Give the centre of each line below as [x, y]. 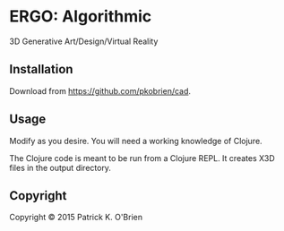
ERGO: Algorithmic [81, 17]
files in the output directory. [60, 167]
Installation [41, 69]
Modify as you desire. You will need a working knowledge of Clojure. [136, 141]
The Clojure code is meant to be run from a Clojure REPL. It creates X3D [142, 158]
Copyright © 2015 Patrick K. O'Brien [76, 218]
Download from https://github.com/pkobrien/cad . [100, 90]
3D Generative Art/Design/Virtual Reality [84, 41]
